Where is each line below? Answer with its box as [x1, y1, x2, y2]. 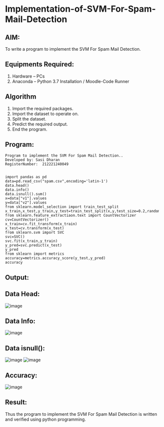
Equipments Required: [5, 60, 74, 69]
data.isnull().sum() [5, 192, 47, 197]
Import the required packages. [12, 105, 74, 111]
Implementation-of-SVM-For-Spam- [5, 3, 156, 15]
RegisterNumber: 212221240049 [5, 162, 69, 167]
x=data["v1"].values [5, 196, 47, 201]
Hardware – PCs [12, 73, 45, 79]
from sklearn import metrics [5, 251, 64, 257]
